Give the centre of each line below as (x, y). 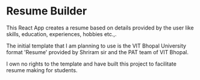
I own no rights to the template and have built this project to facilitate (91, 64)
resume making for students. (42, 70)
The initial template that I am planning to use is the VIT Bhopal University (96, 46)
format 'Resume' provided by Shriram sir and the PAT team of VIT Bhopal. (97, 52)
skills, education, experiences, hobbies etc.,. (61, 34)
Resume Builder (47, 11)
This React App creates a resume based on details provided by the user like (100, 28)
